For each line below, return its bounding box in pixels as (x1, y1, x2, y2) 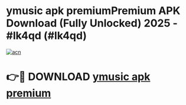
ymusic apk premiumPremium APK (6, 4, 181, 18)
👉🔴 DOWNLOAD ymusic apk (6, 70, 151, 83)
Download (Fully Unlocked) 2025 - (6, 16, 178, 30)
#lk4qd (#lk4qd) (6, 29, 87, 42)
